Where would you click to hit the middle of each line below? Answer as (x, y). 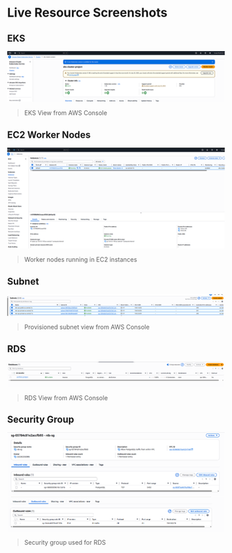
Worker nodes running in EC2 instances (80, 260)
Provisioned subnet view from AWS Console (87, 327)
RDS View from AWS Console (66, 398)
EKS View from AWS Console (66, 113)
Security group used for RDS (65, 542)
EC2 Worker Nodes (49, 135)
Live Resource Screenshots (87, 13)
